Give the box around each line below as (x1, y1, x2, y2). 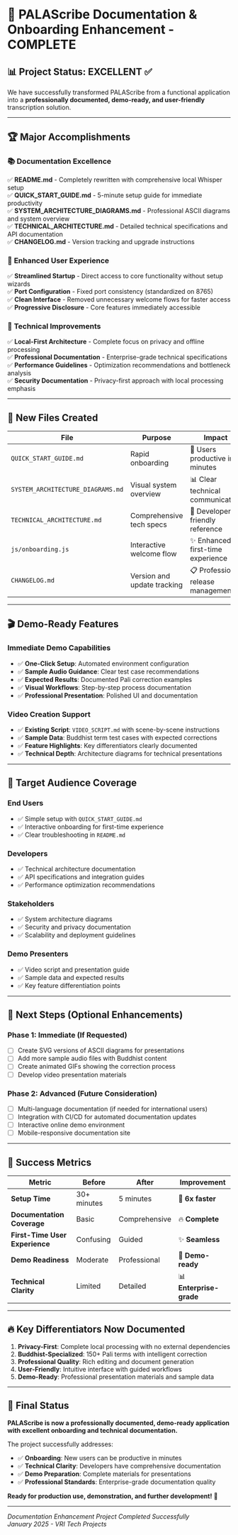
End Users (7, 798, 44, 808)
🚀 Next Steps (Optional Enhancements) (7, 1009, 183, 1021)
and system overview (7, 214, 70, 223)
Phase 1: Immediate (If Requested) (7, 1030, 127, 1040)
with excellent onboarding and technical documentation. (7, 1426, 178, 1434)
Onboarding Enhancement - (7, 21, 175, 38)
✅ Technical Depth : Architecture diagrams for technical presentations (17, 749, 222, 758)
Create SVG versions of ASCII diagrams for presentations (17, 1046, 185, 1055)
